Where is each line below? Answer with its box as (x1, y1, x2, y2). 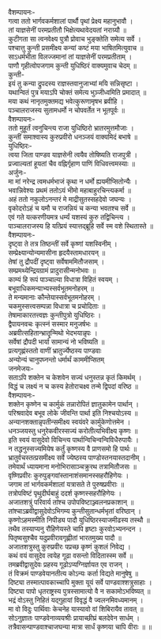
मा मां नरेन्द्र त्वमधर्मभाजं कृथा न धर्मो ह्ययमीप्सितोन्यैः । (8, 177, 138, 186)
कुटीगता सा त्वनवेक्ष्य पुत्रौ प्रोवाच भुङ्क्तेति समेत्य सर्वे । (8, 34, 142, 44)
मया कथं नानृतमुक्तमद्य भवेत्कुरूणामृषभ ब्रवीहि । (8, 97, 124, 106)
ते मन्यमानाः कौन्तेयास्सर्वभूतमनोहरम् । (8, 293, 101, 302)
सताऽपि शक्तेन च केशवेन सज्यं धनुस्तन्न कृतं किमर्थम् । (8, 373, 142, 382)
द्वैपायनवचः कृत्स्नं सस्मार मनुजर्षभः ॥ (8, 319, 98, 329)
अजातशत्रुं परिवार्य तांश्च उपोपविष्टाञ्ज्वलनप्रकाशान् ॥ (8, 497, 134, 507)
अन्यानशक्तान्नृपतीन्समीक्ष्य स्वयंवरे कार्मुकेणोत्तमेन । (8, 417, 131, 427)
